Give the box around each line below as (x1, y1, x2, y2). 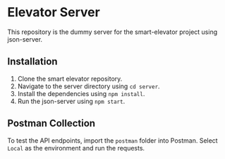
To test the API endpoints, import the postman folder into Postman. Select (7, 136, 218, 145)
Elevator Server (7, 4, 100, 20)
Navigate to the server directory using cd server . (17, 82, 160, 90)
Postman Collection (7, 117, 96, 129)
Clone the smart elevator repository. (17, 74, 123, 83)
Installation (7, 56, 58, 68)
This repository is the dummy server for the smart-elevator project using (7, 28, 217, 36)
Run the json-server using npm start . (17, 97, 126, 105)
